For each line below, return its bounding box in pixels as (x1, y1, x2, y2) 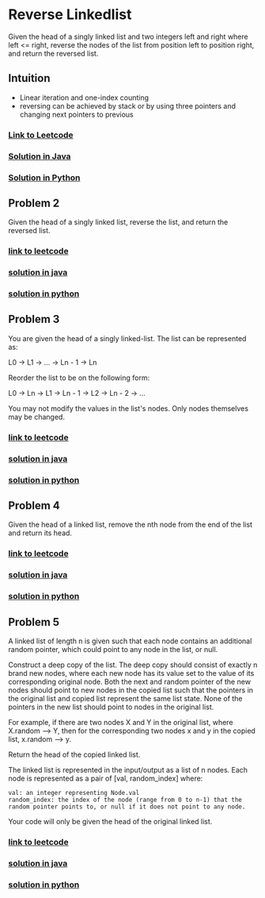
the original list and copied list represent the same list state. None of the (8, 694, 243, 704)
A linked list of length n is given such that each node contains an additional (8, 636, 252, 646)
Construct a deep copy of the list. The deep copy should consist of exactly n (8, 660, 258, 670)
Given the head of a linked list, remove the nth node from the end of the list (8, 520, 253, 529)
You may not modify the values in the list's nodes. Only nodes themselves (8, 403, 249, 413)
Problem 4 (8, 499, 61, 512)
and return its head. (8, 528, 73, 538)
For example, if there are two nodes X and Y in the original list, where (8, 718, 233, 727)
